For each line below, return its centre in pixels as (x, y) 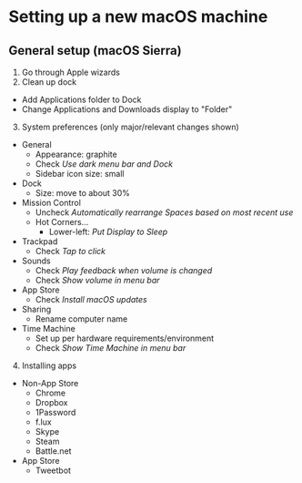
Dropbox (51, 402)
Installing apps (49, 365)
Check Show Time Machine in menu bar (111, 348)
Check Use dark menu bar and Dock (104, 164)
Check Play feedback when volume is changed (124, 270)
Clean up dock (49, 82)
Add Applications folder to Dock (81, 99)
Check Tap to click (70, 251)
